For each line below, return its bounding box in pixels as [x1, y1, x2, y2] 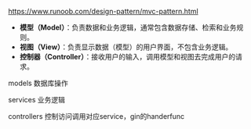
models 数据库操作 [8, 78, 69, 88]
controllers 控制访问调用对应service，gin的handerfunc [8, 112, 185, 120]
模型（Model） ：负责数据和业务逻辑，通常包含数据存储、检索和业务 [19, 23, 237, 32]
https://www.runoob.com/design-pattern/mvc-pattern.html [8, 7, 198, 16]
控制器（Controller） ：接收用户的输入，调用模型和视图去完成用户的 [19, 52, 236, 61]
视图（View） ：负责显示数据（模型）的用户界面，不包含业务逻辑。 [19, 42, 233, 52]
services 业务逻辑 [8, 95, 65, 104]
